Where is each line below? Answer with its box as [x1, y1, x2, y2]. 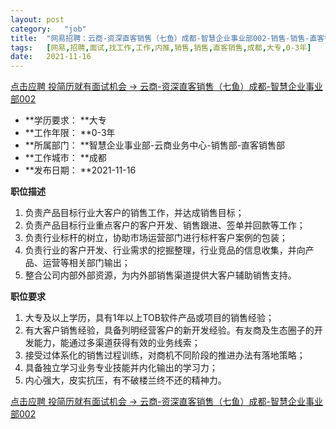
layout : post [10, 14, 65, 25]
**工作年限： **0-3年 [24, 127, 116, 139]
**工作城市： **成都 [24, 152, 107, 164]
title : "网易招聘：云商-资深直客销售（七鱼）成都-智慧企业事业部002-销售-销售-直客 [10, 33, 325, 43]
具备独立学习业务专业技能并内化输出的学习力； [24, 362, 218, 374]
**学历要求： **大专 [24, 114, 107, 126]
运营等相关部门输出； [42, 257, 131, 269]
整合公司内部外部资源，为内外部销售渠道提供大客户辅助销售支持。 [24, 269, 297, 281]
